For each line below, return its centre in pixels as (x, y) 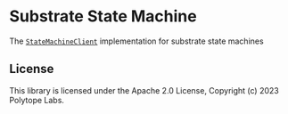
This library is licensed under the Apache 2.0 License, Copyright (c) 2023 (144, 90)
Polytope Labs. (37, 100)
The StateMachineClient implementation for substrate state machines (137, 41)
